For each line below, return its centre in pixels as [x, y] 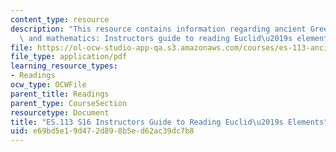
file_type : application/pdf [69, 57]
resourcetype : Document [60, 112]
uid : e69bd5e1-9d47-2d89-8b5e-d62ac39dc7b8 [102, 131]
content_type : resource [60, 19]
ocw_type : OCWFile [48, 85]
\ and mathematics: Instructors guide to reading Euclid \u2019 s [156, 38]
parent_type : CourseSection [69, 103]
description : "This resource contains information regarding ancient [158, 29]
